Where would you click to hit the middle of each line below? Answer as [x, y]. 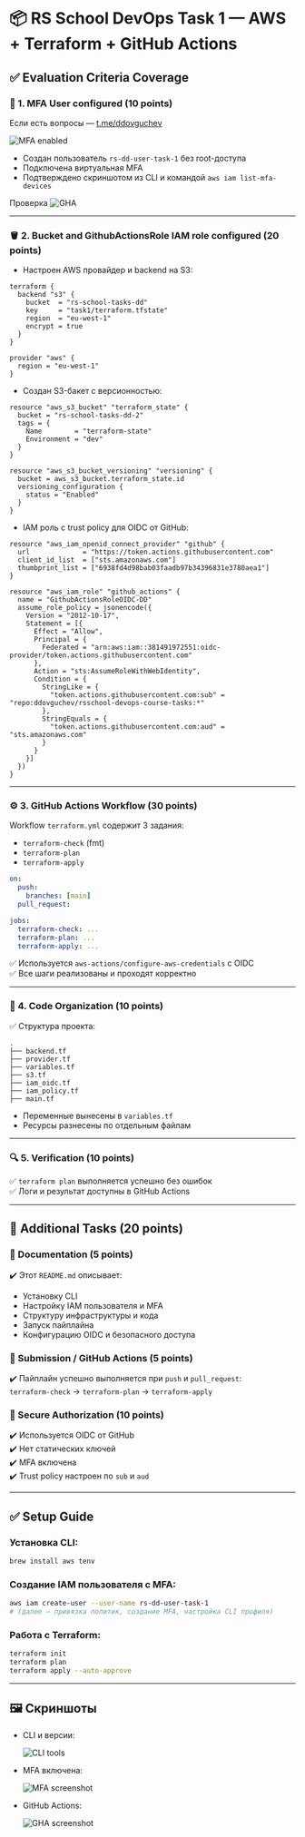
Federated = [65, 648]
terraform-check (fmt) [64, 843]
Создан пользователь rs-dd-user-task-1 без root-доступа [134, 158]
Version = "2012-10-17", [73, 616]
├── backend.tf [38, 1051]
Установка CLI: [44, 1542]
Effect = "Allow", [68, 632]
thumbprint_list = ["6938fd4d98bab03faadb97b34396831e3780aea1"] [144, 568]
